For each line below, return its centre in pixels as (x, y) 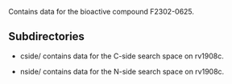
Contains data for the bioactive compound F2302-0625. (101, 12)
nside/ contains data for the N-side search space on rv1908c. (122, 71)
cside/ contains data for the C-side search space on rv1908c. (122, 56)
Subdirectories (46, 36)
